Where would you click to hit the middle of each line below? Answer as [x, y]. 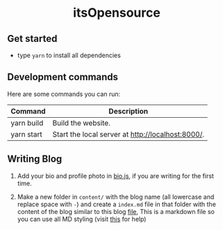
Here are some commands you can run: [64, 94]
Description [129, 111]
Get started [32, 39]
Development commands [63, 77]
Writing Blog [35, 159]
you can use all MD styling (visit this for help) [82, 219]
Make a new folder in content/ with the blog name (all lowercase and [116, 197]
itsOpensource [117, 13]
